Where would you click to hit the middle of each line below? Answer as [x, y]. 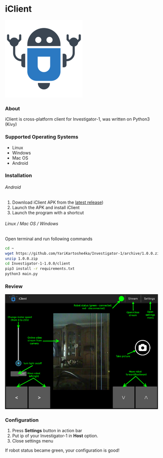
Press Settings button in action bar [47, 431]
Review [14, 286]
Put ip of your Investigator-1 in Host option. [55, 436]
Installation [19, 176]
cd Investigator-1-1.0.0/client [38, 264]
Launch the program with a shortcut [48, 212]
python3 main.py [21, 274]
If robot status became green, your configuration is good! [62, 450]
